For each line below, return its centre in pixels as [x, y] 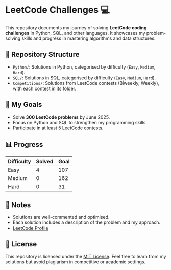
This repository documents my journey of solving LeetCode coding [76, 27]
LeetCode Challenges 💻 [58, 10]
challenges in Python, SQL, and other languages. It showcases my [75, 33]
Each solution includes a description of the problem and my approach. [87, 222]
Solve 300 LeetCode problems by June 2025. [61, 117]
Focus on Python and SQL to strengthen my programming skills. [80, 122]
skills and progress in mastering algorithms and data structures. [89, 38]
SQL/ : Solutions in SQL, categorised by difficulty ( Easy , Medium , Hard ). [84, 78]
